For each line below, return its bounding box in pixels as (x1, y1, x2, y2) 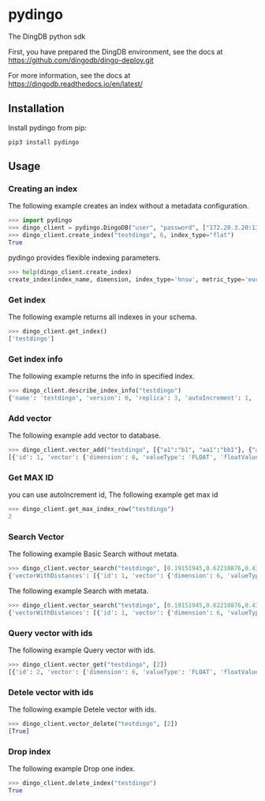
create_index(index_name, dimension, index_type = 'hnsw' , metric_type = (8, 275, 245, 284)
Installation (8, 102, 65, 115)
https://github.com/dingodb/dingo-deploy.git (8, 55, 154, 65)
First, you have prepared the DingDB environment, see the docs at (8, 47, 223, 56)
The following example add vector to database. (8, 431, 162, 440)
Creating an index (8, 183, 77, 194)
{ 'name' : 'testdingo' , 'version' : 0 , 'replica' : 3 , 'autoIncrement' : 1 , (8, 393, 252, 402)
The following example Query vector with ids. (8, 645, 156, 655)
